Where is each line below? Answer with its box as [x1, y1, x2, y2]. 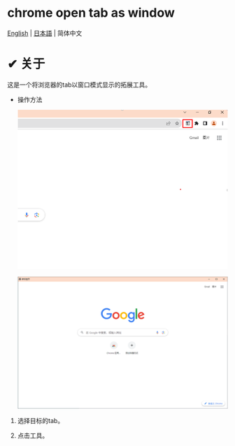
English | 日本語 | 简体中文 [7, 29, 83, 37]
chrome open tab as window [7, 5, 175, 21]
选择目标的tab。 [17, 416, 64, 424]
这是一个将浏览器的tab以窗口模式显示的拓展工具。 [7, 80, 152, 89]
